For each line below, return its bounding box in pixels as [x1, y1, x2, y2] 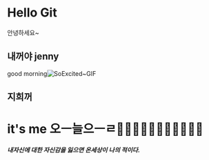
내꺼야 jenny [7, 50, 59, 63]
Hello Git [7, 5, 57, 21]
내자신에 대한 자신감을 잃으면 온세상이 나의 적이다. [7, 146, 140, 154]
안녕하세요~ [7, 28, 39, 37]
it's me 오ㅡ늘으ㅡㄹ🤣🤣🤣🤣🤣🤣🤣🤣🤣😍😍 [7, 121, 203, 137]
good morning [7, 69, 48, 77]
